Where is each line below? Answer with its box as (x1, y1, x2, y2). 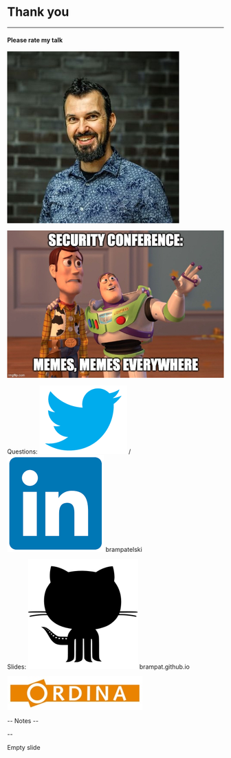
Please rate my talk (7, 36, 63, 44)
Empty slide (7, 743, 41, 751)
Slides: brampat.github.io (7, 662, 190, 671)
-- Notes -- (7, 716, 39, 725)
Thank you (7, 4, 69, 20)
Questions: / (7, 447, 131, 456)
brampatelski (105, 545, 142, 553)
